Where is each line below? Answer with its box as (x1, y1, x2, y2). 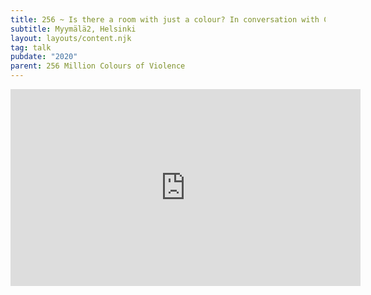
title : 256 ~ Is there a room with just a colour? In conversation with (10, 14, 320, 25)
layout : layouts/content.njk (10, 33, 132, 43)
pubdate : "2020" (10, 52, 78, 62)
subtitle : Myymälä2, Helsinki (10, 24, 137, 34)
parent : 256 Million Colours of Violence (10, 61, 186, 71)
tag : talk (10, 42, 52, 53)
